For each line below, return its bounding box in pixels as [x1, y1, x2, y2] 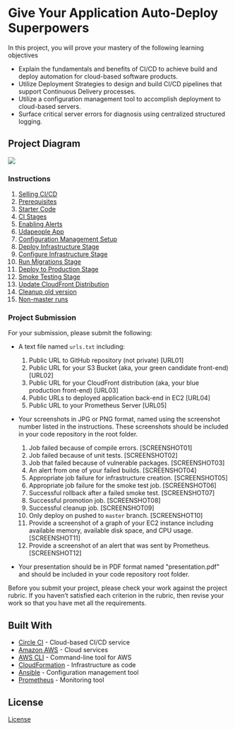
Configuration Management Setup [18, 235, 118, 243]
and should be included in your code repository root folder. [18, 570, 190, 579]
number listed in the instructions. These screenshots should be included [18, 422, 229, 431]
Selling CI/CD [18, 190, 58, 199]
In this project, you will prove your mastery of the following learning [8, 43, 204, 52]
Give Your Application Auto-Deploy [8, 5, 218, 21]
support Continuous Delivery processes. [18, 87, 136, 95]
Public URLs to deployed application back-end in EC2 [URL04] [28, 394, 211, 402]
